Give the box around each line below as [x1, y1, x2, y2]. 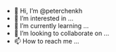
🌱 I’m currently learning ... [13, 22, 89, 30]
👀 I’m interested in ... [13, 14, 74, 22]
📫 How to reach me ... [13, 37, 79, 45]
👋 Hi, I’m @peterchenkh [13, 7, 83, 15]
